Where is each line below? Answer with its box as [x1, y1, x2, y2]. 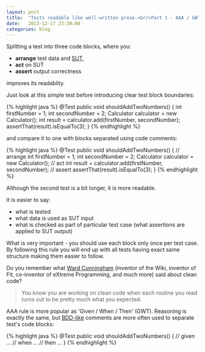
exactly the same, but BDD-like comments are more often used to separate [6, 314, 195, 321]
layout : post [6, 9, 40, 15]
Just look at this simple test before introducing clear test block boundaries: [6, 91, 195, 99]
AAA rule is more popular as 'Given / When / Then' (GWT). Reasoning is [6, 307, 187, 315]
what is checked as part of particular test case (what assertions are [15, 221, 185, 228]
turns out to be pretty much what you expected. [21, 296, 142, 303]
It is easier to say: [6, 197, 51, 204]
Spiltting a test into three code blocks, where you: [6, 43, 131, 50]
